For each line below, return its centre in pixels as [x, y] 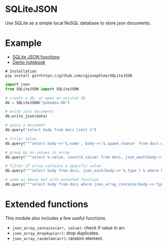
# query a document [25, 125]
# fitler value [21, 139]
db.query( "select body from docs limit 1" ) [51, 130]
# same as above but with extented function [52, 180]
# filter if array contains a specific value [53, 166]
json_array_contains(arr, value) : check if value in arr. [69, 228]
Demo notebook [29, 62]
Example [23, 43]
